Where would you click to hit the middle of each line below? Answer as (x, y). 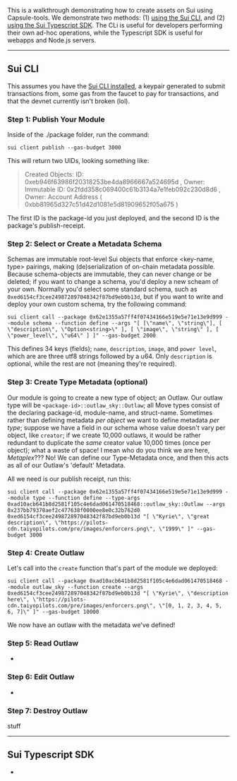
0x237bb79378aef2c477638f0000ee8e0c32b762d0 (74, 510)
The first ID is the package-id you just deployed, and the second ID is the (114, 218)
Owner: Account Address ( (63, 197)
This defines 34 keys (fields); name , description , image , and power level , (112, 349)
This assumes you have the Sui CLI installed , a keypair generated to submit (116, 86)
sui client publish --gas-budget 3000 (64, 148)
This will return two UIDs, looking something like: (78, 161)
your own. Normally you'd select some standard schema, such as (102, 290)
